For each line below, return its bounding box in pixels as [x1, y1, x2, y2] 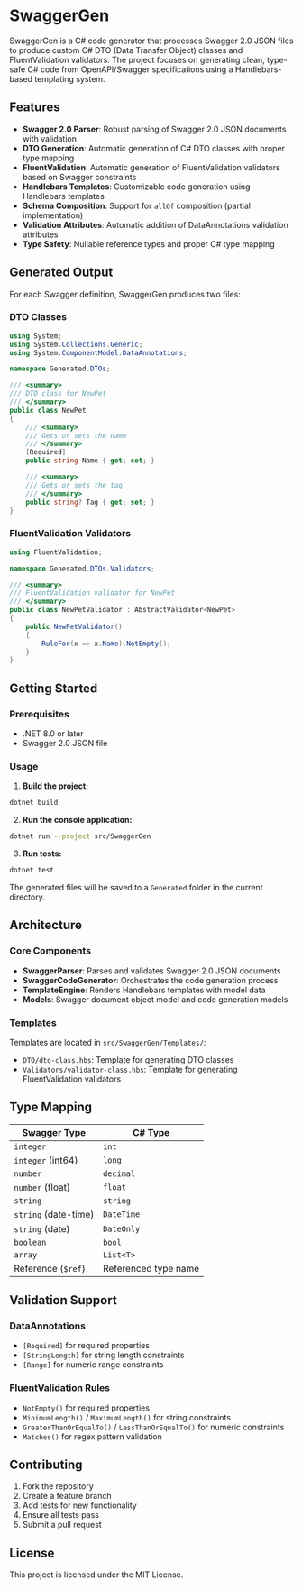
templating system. [34, 73, 105, 84]
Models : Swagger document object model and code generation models [22, 993, 288, 1005]
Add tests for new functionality [22, 1500, 137, 1511]
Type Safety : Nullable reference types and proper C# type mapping [22, 238, 275, 249]
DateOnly [102, 1223, 141, 1234]
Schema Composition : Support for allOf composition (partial [22, 200, 251, 211]
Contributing [9, 1457, 83, 1473]
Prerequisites [9, 708, 69, 720]
